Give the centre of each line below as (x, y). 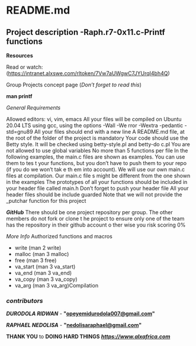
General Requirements (33, 108)
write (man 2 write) (38, 248)
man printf (19, 96)
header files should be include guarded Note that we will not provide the (94, 195)
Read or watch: (25, 67)
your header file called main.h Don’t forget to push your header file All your (97, 188)
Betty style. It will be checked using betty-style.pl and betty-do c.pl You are (98, 144)
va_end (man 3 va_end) (43, 273)
